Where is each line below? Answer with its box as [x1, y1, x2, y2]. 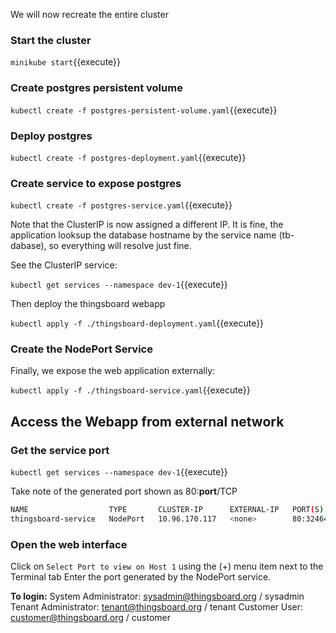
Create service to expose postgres [10, 176, 182, 190]
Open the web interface [10, 537, 128, 551]
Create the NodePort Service [10, 342, 153, 356]
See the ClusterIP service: [10, 259, 118, 271]
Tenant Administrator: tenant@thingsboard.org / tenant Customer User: [10, 601, 304, 613]
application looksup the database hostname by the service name [10, 229, 277, 241]
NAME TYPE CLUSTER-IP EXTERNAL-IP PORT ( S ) [10, 505, 325, 515]
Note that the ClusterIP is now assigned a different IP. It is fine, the [10, 219, 284, 231]
